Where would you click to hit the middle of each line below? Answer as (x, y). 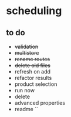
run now (25, 90)
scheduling (34, 11)
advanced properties (40, 103)
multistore (27, 53)
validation (26, 46)
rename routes (32, 59)
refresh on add (33, 71)
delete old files (33, 65)
